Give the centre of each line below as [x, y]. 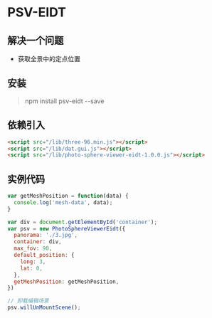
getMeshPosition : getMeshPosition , [67, 282]
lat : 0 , [31, 268]
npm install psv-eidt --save [64, 101]
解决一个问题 [36, 40]
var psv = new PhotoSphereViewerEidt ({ [67, 228]
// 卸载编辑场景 [28, 301]
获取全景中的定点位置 [49, 59]
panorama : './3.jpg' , [46, 235]
